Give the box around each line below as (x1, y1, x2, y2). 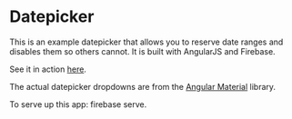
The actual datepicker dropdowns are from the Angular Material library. (9, 81, 276, 92)
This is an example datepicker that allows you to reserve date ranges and (9, 36, 284, 47)
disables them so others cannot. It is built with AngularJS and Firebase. (9, 45, 276, 56)
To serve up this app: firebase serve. (9, 98, 147, 110)
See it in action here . (9, 64, 86, 74)
